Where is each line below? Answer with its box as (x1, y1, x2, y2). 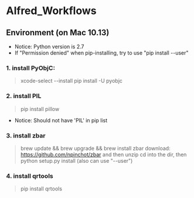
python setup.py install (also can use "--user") (20, 157, 133, 164)
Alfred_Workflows (6, 4, 97, 18)
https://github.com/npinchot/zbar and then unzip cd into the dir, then (20, 151, 187, 158)
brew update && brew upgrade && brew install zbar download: (20, 145, 171, 152)
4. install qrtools (6, 172, 54, 180)
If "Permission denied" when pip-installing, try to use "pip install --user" (14, 49, 189, 56)
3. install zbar (6, 131, 46, 139)
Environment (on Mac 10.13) (6, 28, 110, 38)
